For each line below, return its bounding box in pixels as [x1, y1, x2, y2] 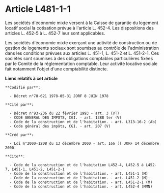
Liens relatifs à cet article [5, 75, 58, 81]
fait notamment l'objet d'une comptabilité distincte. [5, 65, 108, 72]
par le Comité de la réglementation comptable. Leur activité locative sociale [5, 61, 158, 66]
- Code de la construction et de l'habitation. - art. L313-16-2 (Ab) [9, 119, 157, 124]
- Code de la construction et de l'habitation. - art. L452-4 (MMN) [9, 184, 153, 189]
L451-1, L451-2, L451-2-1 [11, 166, 65, 172]
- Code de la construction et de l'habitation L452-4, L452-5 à [9, 162, 144, 167]
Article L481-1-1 [5, 3, 71, 15]
